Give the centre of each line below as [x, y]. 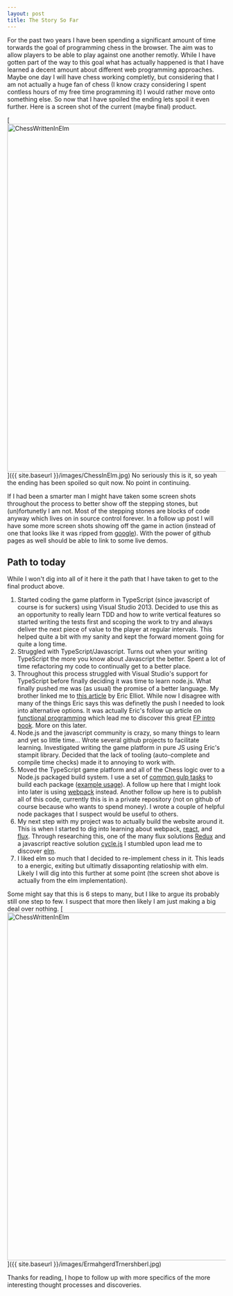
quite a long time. [42, 644]
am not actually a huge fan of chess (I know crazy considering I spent [107, 84]
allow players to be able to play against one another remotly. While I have [112, 55]
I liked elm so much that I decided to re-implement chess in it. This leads [121, 858]
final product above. [36, 586]
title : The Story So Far [43, 20]
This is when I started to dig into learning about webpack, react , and [115, 829]
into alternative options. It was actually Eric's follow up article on [109, 711]
